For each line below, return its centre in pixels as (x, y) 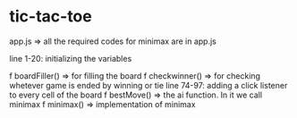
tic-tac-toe (51, 17)
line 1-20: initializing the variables (71, 58)
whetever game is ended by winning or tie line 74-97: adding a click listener (148, 85)
